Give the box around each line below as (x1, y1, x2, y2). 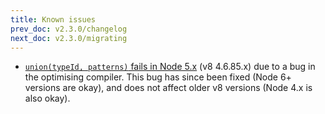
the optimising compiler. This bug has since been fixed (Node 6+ (24, 71, 292, 83)
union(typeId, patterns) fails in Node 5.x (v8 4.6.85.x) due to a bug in (24, 61, 316, 73)
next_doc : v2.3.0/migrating (10, 33, 128, 43)
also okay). (24, 92, 71, 105)
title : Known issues (10, 14, 97, 25)
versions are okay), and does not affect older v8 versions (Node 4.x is (24, 82, 313, 94)
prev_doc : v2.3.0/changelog (10, 24, 128, 34)
